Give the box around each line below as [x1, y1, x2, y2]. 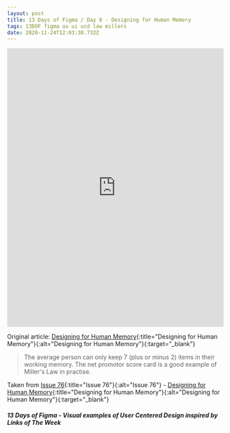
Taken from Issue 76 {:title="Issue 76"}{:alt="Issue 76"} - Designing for [7, 381, 206, 389]
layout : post [7, 10, 44, 17]
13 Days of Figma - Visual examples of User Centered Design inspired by [7, 411, 218, 419]
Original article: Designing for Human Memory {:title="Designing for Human [7, 332, 218, 341]
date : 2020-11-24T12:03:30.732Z [7, 29, 99, 36]
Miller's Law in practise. [23, 367, 91, 376]
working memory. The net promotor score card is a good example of [23, 360, 217, 369]
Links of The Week [7, 418, 62, 426]
